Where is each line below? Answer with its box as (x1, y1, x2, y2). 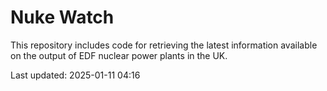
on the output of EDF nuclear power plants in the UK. (10, 49, 228, 61)
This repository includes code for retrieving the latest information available (10, 39, 318, 51)
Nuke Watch (10, 6, 115, 29)
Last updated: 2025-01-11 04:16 (10, 69, 141, 81)
